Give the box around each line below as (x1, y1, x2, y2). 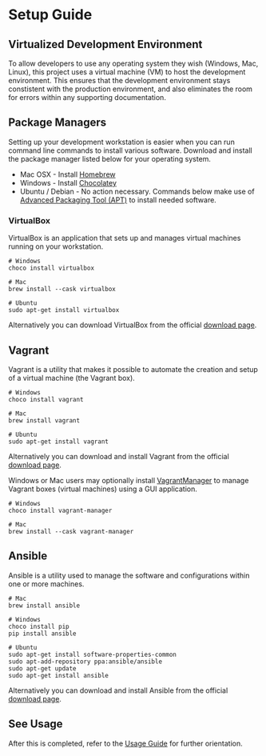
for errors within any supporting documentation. (8, 93, 166, 102)
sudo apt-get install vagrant (8, 438, 109, 446)
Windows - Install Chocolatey (19, 178, 117, 187)
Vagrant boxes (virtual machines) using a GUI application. (8, 484, 198, 494)
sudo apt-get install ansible (8, 671, 109, 679)
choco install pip (8, 622, 69, 630)
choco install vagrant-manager (8, 506, 113, 514)
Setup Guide (8, 6, 93, 24)
